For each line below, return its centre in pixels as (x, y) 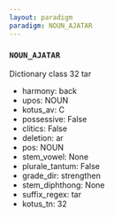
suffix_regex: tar (52, 194)
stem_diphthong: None (63, 185)
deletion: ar (42, 137)
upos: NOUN (45, 100)
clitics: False (45, 128)
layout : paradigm (41, 17)
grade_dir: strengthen (61, 175)
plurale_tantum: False (61, 166)
